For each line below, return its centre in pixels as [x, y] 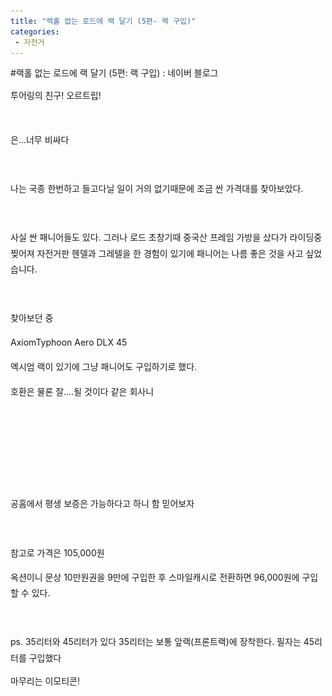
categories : [35, 31]
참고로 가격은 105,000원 [57, 552]
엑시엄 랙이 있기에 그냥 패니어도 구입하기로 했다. [104, 367]
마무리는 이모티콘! [45, 681]
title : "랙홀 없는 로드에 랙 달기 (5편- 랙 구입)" [103, 21]
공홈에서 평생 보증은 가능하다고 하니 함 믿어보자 [102, 504]
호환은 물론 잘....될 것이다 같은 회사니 [82, 391]
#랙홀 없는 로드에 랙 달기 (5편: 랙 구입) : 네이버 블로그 [114, 73]
